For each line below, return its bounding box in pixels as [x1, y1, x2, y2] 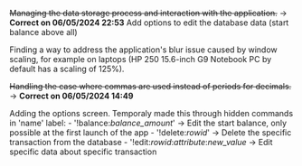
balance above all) [9, 27, 79, 37]
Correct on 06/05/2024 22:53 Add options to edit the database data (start [9, 17, 289, 28]
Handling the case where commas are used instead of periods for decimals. [9, 81, 292, 91]
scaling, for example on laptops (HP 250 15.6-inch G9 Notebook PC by [9, 54, 272, 64]
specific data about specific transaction [9, 146, 157, 157]
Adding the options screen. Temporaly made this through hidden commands [9, 108, 294, 118]
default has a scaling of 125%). [9, 63, 125, 74]
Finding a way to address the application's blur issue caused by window [9, 44, 278, 55]
